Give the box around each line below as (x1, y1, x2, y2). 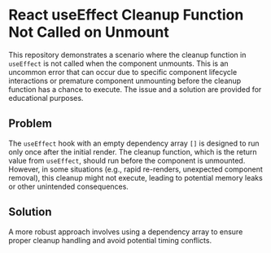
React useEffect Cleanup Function (8, 6, 244, 24)
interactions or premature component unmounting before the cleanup (8, 76, 242, 85)
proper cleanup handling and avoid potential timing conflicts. (8, 235, 212, 245)
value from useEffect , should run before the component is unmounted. (8, 155, 246, 165)
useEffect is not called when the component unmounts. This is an (8, 59, 229, 68)
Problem (8, 116, 53, 131)
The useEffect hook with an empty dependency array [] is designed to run (8, 138, 260, 148)
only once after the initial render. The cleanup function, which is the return (8, 146, 258, 156)
